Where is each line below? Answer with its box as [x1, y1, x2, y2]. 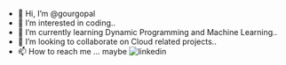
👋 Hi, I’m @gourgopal [17, 9, 96, 18]
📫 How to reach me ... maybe [17, 47, 127, 56]
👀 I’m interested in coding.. [17, 18, 116, 28]
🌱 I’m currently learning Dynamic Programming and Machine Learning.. [17, 27, 278, 37]
